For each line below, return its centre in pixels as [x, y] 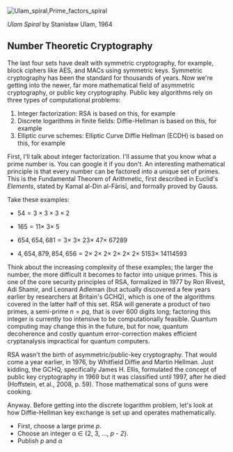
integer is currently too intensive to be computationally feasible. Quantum [112, 319]
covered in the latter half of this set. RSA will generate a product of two [109, 304]
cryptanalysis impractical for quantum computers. [79, 341]
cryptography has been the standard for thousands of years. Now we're [110, 77]
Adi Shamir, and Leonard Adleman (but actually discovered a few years [109, 289]
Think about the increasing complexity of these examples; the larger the [110, 267]
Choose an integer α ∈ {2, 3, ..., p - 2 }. [73, 433]
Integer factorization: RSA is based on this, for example [96, 113]
